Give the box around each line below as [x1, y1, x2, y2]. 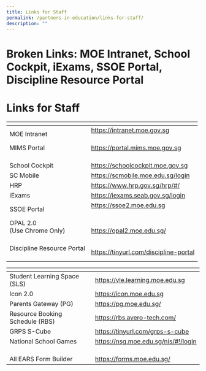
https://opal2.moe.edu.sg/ [91, 226, 167, 235]
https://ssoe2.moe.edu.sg [91, 201, 166, 209]
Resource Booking [9, 309, 63, 318]
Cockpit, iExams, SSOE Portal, [6, 59, 162, 74]
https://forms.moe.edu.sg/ [94, 354, 170, 363]
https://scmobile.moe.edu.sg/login [91, 171, 190, 180]
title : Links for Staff [6, 9, 67, 15]
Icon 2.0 [9, 289, 34, 298]
